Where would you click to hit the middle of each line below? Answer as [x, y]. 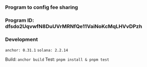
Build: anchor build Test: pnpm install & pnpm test [57, 59]
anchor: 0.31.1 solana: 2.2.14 [37, 50]
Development [22, 39]
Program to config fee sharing [42, 7]
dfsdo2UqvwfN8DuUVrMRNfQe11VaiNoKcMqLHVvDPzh [74, 26]
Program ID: [20, 20]
